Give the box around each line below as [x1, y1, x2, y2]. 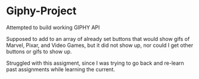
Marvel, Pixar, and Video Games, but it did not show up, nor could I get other [6, 42, 194, 49]
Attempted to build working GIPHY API [6, 24, 100, 31]
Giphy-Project [6, 4, 77, 18]
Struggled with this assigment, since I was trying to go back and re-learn [6, 59, 184, 67]
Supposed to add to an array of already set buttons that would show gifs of [6, 35, 190, 42]
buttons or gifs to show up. [6, 48, 72, 55]
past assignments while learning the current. [6, 65, 115, 72]
